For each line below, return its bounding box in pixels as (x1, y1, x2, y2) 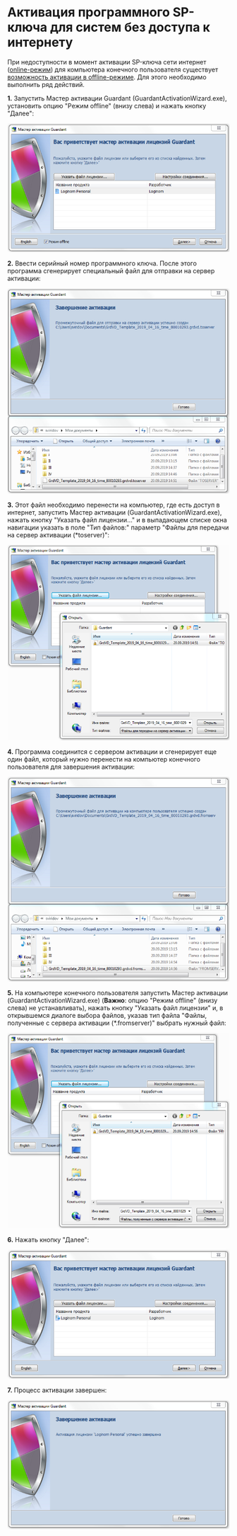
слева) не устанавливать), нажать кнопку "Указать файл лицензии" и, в (7, 1004, 224, 1012)
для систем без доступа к (49, 19, 210, 35)
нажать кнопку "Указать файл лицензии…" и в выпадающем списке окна (7, 515, 227, 524)
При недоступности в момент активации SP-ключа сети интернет (7, 57, 207, 66)
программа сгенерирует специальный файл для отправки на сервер (7, 267, 215, 275)
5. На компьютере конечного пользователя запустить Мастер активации (7, 989, 228, 997)
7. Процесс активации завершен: (7, 1385, 107, 1394)
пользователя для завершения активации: (7, 762, 135, 771)
